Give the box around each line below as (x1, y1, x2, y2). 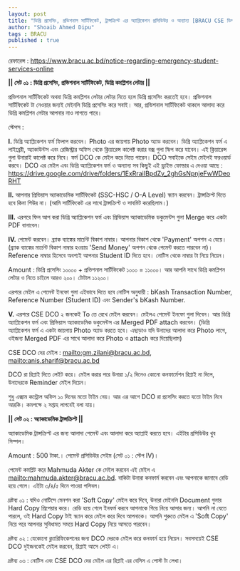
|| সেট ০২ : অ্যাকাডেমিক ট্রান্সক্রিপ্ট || (8, 415, 84, 423)
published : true (8, 37, 60, 44)
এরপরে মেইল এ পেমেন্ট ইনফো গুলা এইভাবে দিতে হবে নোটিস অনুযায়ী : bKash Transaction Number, (8, 288, 233, 297)
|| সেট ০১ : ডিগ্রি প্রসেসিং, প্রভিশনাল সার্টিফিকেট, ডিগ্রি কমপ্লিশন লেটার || (8, 78, 150, 87)
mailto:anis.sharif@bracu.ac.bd (8, 356, 100, 365)
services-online (8, 65, 54, 73)
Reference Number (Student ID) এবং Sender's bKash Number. (8, 296, 186, 304)
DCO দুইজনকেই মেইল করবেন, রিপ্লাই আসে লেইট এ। (8, 542, 120, 551)
